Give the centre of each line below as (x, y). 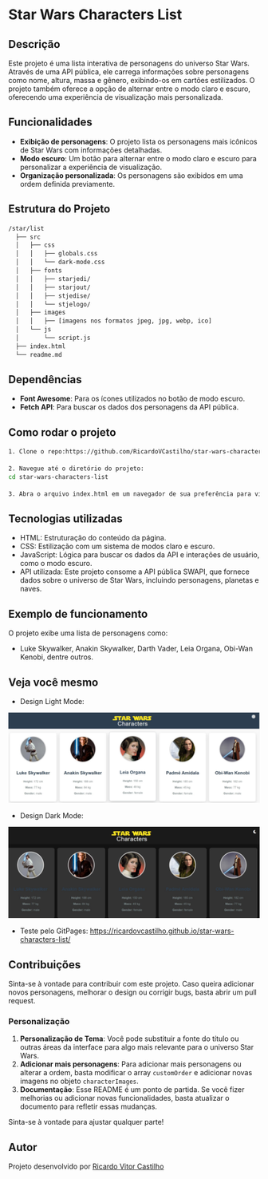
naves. (31, 589)
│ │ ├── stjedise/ (53, 296)
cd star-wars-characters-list (59, 477)
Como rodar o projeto (62, 432)
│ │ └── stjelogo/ (53, 304)
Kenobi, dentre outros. (57, 657)
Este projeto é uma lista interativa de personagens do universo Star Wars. (129, 63)
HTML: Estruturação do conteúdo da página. (93, 538)
